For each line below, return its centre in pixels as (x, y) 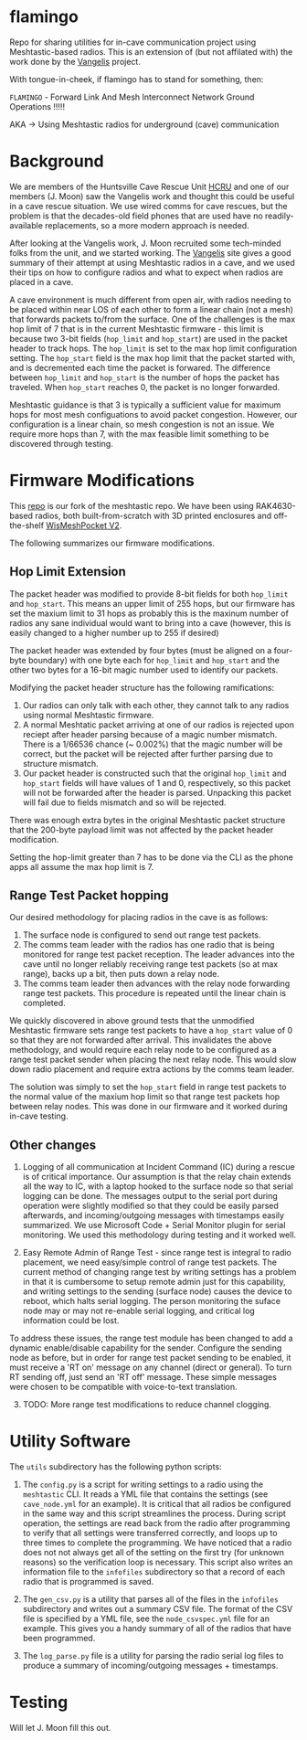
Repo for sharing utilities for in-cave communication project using (133, 42)
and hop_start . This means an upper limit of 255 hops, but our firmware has (152, 603)
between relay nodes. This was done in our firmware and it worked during (148, 1107)
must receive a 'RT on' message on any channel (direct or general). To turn (151, 1367)
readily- (279, 216)
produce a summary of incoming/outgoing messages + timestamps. (150, 1666)
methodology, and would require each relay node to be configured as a (143, 1050)
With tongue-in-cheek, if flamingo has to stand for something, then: (137, 79)
